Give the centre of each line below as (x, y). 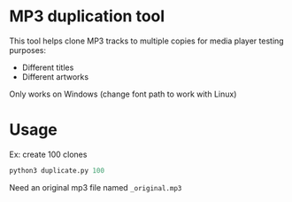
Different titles (48, 67)
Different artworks (55, 76)
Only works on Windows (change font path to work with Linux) (123, 94)
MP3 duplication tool (87, 16)
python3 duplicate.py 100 (57, 170)
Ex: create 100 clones (48, 154)
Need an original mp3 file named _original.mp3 (96, 187)
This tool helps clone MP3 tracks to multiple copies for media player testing (147, 41)
